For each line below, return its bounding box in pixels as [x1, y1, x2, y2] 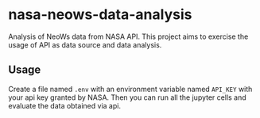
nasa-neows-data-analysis [8, 6, 192, 24]
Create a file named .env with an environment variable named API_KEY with [8, 84, 253, 93]
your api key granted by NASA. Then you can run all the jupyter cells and [8, 93, 246, 102]
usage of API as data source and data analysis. [8, 40, 162, 49]
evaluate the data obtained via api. [8, 101, 122, 110]
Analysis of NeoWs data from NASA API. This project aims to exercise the [8, 32, 249, 41]
